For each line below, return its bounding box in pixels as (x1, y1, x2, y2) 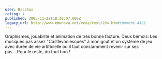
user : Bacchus (5, 7, 34, 12)
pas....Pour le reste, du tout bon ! (5, 49, 71, 55)
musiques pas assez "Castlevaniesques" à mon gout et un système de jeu (5, 39, 153, 45)
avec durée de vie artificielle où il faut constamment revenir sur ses (5, 44, 139, 49)
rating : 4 (5, 12, 25, 16)
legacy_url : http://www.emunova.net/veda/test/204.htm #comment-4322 (5, 20, 146, 25)
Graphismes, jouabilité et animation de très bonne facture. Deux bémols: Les (5, 34, 158, 39)
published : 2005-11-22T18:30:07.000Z (5, 16, 81, 21)
